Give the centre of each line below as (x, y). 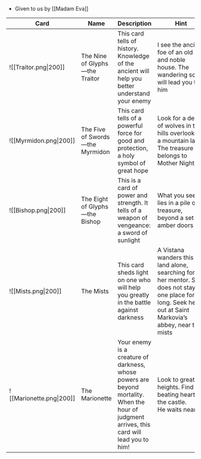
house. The (173, 67)
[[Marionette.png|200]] (42, 398)
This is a (129, 180)
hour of (128, 410)
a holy (126, 155)
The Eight (95, 199)
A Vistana (171, 250)
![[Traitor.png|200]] (37, 67)
